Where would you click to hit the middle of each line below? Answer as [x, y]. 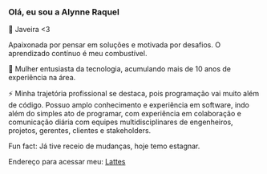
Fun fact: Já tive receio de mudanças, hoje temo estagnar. [104, 146]
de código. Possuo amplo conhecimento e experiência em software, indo [129, 105]
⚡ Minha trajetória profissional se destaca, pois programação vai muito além [134, 94]
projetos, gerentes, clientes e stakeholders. [80, 131]
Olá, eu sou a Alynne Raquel [64, 12]
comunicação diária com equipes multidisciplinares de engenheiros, [121, 122]
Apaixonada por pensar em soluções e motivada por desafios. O [115, 45]
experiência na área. [42, 78]
